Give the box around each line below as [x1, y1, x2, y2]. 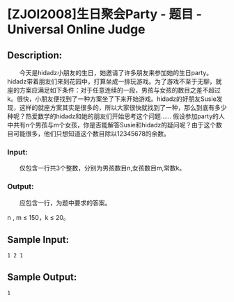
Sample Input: [7, 234, 70, 246]
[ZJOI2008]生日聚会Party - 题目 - [7, 6, 202, 22]
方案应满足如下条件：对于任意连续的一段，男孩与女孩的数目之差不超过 [19, 86, 221, 94]
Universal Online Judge [7, 22, 146, 38]
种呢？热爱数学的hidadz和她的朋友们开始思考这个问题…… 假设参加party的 [7, 112, 219, 120]
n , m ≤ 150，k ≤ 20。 [7, 213, 70, 221]
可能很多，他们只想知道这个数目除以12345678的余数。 [13, 129, 171, 138]
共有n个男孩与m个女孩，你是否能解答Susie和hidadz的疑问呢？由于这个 [13, 121, 217, 129]
